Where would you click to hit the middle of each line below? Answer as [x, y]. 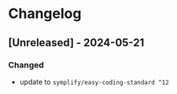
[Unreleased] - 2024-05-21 [76, 43]
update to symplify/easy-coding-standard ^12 [94, 81]
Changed [26, 65]
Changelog [45, 14]
